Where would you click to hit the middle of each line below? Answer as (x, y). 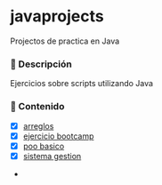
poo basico (44, 146)
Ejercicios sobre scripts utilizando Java (82, 84)
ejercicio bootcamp (58, 136)
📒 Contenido (37, 107)
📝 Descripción (41, 64)
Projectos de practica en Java (65, 41)
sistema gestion (52, 156)
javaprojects (57, 16)
